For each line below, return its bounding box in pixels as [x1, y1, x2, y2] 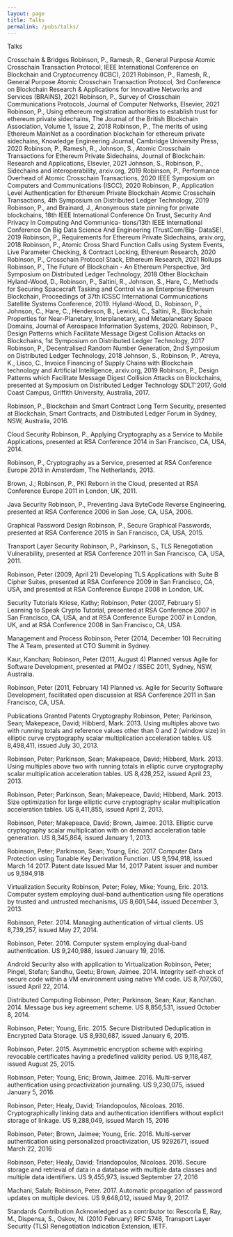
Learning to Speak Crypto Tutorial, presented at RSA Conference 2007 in [7, 606, 216, 615]
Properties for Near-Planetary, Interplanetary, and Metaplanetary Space [7, 315, 213, 323]
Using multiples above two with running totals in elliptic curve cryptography [7, 762, 224, 771]
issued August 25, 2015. [7, 1059, 77, 1069]
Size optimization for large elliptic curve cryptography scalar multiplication [7, 798, 220, 806]
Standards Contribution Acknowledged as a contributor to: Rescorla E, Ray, [7, 1207, 223, 1215]
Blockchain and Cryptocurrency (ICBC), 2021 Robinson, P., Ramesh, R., [7, 70, 211, 79]
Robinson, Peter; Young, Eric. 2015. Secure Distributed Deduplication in [7, 1024, 211, 1032]
